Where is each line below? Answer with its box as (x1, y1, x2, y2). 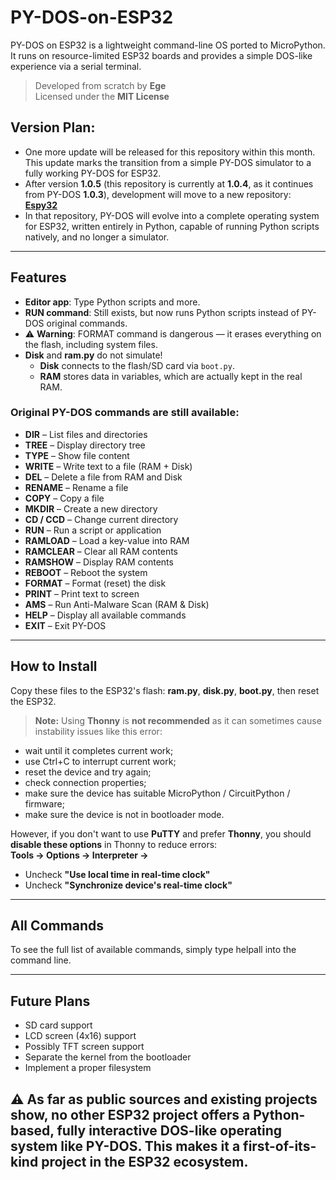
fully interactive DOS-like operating (56, 1122, 283, 1139)
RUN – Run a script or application (24, 524, 162, 536)
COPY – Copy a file (24, 492, 105, 504)
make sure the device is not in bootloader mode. (24, 808, 225, 820)
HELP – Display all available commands (24, 609, 187, 621)
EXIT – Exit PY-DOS (24, 619, 107, 631)
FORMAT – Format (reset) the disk (24, 577, 167, 589)
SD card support (24, 1019, 93, 1031)
